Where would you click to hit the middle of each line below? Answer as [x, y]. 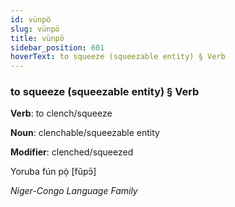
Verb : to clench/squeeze [61, 113]
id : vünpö [31, 19]
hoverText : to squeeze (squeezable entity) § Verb [118, 57]
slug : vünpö [35, 29]
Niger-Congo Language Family [74, 191]
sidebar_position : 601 [57, 47]
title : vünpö [37, 38]
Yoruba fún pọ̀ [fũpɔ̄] [53, 172]
